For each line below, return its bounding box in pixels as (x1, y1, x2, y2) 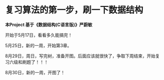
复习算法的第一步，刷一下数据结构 (5, 4, 144, 16)
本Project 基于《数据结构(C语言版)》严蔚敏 (5, 22, 93, 27)
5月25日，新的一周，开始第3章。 (5, 42, 72, 48)
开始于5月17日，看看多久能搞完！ (5, 32, 72, 38)
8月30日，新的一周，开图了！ (5, 69, 66, 75)
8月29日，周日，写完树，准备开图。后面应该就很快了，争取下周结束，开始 (5, 53, 156, 59)
